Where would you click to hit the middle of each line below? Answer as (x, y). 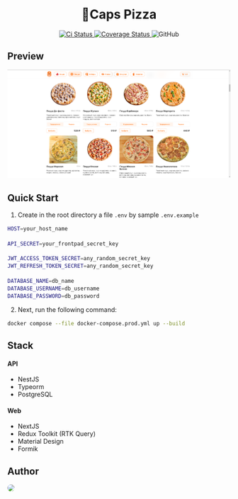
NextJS (28, 426)
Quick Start (33, 198)
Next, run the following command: (67, 309)
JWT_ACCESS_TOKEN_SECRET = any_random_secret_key (79, 259)
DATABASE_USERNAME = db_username (53, 288)
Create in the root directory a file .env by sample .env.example (108, 215)
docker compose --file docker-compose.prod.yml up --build (96, 323)
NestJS (28, 379)
